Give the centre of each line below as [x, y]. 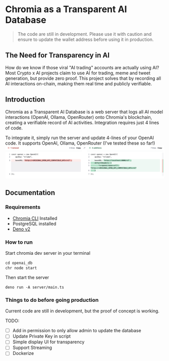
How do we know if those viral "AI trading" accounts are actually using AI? [82, 67]
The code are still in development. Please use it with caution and [84, 34]
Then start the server [27, 277]
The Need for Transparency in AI [58, 55]
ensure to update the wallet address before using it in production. [86, 39]
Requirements [23, 207]
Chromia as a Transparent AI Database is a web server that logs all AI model [84, 112]
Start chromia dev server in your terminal [48, 253]
